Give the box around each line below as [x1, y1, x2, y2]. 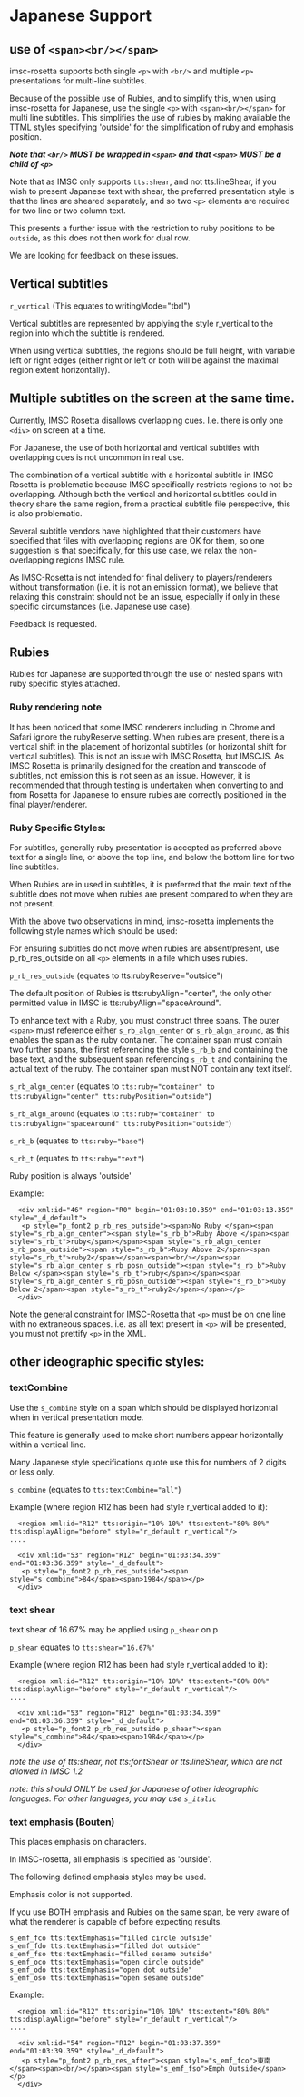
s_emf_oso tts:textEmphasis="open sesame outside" [9, 1974, 205, 1983]
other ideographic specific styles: [9, 1354, 205, 1370]
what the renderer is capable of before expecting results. [9, 1916, 222, 1927]
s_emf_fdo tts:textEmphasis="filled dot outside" [9, 1942, 201, 1951]
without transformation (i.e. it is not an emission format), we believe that [9, 582, 279, 593]
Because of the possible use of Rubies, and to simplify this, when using [9, 93, 277, 103]
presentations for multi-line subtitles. [9, 75, 147, 86]
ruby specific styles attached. [9, 678, 121, 690]
